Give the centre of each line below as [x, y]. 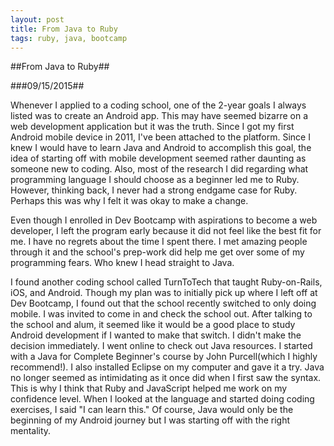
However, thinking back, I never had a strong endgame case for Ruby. [154, 190]
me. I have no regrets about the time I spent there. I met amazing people [159, 242]
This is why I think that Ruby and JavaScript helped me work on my [149, 388]
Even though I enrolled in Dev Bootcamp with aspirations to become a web [164, 220]
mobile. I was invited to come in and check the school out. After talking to [161, 314]
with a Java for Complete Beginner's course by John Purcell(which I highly [164, 357]
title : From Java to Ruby [64, 29]
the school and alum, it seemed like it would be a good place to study [153, 325]
